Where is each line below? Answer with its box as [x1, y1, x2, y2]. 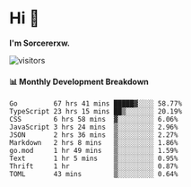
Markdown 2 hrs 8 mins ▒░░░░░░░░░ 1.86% [9, 139, 178, 148]
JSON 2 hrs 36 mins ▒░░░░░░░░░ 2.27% [9, 131, 178, 140]
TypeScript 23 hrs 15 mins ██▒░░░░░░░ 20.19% [9, 107, 182, 116]
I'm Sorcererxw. [9, 38, 70, 48]
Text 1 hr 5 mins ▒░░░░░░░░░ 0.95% [9, 154, 178, 164]
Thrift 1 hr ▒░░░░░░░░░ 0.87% [9, 162, 178, 171]
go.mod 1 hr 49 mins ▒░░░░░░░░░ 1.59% [9, 147, 178, 156]
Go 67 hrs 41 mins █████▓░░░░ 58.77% [9, 99, 182, 108]
